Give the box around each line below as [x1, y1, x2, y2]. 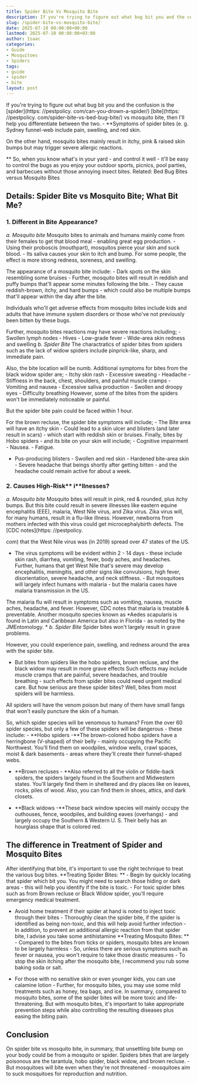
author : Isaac [6, 36, 41, 42]
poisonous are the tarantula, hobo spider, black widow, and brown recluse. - [6, 1058, 190, 1065]
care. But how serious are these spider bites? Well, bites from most [14, 684, 177, 691]
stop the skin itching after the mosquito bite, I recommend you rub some [14, 957, 189, 965]
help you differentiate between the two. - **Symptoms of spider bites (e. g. [6, 120, 189, 127]
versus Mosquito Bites [6, 174, 60, 181]
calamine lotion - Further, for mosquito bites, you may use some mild [14, 981, 181, 988]
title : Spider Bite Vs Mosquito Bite [6, 8, 98, 15]
